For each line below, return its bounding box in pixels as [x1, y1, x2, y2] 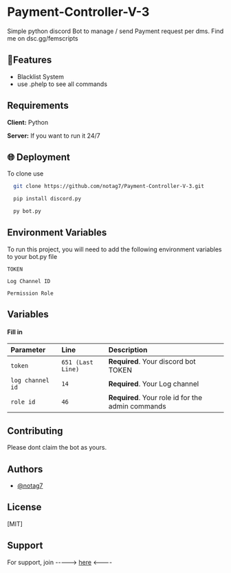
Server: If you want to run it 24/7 [7, 132, 101, 140]
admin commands [108, 402, 166, 411]
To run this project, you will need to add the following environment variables [7, 245, 222, 253]
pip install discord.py [13, 196, 81, 202]
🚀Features [7, 54, 52, 66]
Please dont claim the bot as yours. [7, 444, 107, 452]
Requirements [7, 100, 69, 112]
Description [108, 345, 148, 355]
